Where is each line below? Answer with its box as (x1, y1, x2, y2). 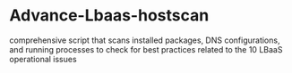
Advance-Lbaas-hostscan (9, 5, 210, 26)
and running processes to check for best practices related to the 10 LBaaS (9, 44, 283, 54)
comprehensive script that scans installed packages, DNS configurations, (9, 35, 280, 45)
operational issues (9, 53, 78, 64)
